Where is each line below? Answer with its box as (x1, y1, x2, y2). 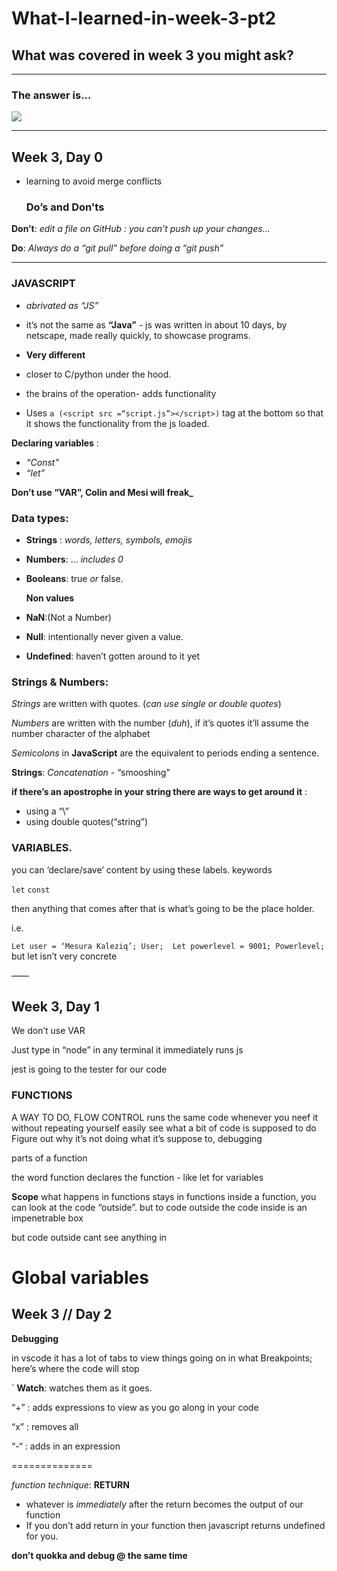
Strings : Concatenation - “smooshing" (11, 767, 171, 779)
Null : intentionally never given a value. (25, 631, 184, 642)
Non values (25, 592, 75, 604)
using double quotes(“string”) (25, 816, 149, 828)
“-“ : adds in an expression (11, 1440, 121, 1452)
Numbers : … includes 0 (25, 553, 124, 565)
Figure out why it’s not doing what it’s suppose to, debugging (11, 1132, 263, 1144)
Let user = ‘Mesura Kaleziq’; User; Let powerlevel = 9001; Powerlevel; (11, 941, 326, 951)
